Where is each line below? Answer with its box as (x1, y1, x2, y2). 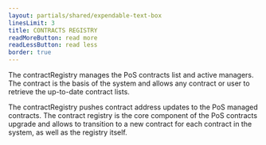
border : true (8, 48, 52, 56)
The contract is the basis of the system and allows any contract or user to (8, 78, 250, 88)
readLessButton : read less (8, 41, 98, 49)
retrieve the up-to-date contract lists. (8, 87, 130, 96)
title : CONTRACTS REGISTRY (8, 26, 98, 34)
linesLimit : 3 (8, 19, 56, 27)
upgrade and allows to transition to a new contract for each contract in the (8, 120, 252, 128)
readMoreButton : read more (8, 33, 98, 42)
